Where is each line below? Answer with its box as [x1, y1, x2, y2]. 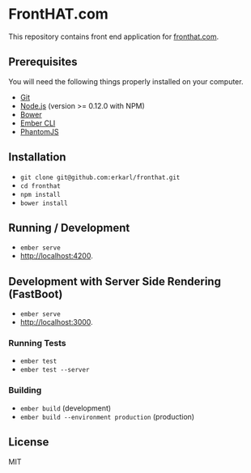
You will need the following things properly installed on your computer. [8, 76, 244, 86]
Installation [8, 151, 66, 164]
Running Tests [8, 338, 66, 349]
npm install [19, 190, 61, 198]
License [8, 435, 49, 450]
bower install [19, 199, 68, 207]
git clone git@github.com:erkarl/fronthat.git [19, 173, 181, 181]
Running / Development [8, 220, 130, 235]
